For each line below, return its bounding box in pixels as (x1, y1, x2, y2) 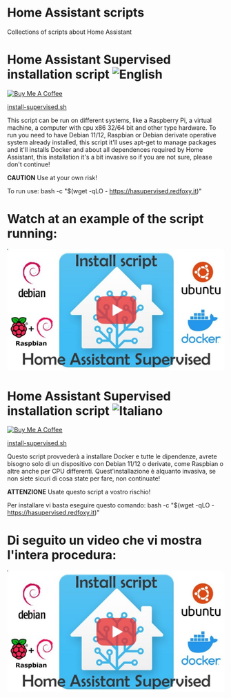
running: (7, 226, 57, 242)
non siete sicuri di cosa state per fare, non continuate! (7, 474, 161, 483)
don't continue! (7, 160, 50, 168)
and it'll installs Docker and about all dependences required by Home (7, 145, 203, 153)
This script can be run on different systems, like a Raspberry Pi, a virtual (7, 116, 212, 124)
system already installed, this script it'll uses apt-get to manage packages (7, 138, 217, 146)
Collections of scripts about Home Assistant (7, 28, 132, 36)
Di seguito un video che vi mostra (7, 533, 202, 548)
